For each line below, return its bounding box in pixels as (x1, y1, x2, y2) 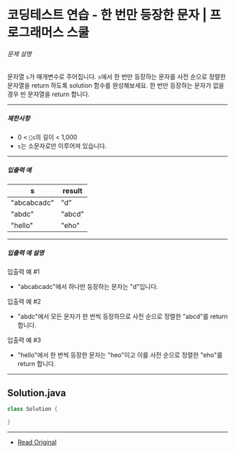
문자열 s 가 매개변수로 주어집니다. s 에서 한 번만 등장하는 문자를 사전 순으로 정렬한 (7, 72, 226, 81)
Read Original (17, 438, 57, 446)
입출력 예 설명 (7, 248, 44, 257)
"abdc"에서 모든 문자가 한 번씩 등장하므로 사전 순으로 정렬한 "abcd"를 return (17, 312, 228, 320)
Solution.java (7, 387, 66, 399)
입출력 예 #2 (7, 297, 41, 306)
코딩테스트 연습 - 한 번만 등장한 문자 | (7, 7, 208, 23)
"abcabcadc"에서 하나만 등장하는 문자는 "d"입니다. (17, 283, 159, 291)
